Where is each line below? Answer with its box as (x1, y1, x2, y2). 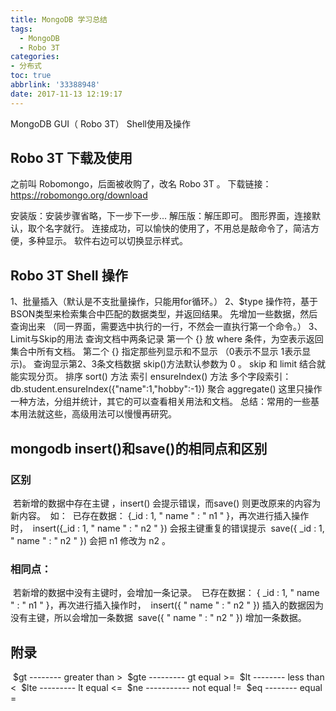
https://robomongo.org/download (10, 189, 148, 201)
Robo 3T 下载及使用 (10, 150, 133, 167)
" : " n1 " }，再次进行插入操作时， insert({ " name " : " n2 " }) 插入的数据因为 (10, 599, 324, 611)
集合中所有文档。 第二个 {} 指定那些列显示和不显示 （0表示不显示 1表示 (10, 346, 303, 358)
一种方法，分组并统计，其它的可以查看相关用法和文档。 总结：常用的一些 (10, 396, 311, 408)
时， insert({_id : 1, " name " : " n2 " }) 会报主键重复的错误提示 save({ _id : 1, (10, 522, 325, 534)
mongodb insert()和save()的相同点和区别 (10, 440, 268, 457)
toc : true (10, 71, 52, 81)
